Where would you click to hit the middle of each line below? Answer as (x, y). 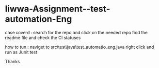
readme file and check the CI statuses (43, 38)
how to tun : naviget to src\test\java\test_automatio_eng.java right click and (79, 47)
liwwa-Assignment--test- (58, 9)
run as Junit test (21, 52)
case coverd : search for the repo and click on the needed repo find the (76, 32)
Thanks (13, 61)
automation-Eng (39, 19)
